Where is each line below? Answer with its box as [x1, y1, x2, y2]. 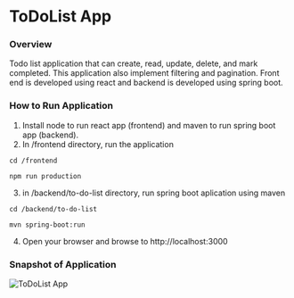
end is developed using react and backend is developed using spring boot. [9, 78, 283, 88]
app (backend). [21, 129, 78, 140]
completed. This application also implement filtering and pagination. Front [9, 68, 280, 79]
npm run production [9, 171, 82, 180]
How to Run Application [9, 100, 114, 112]
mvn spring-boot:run [9, 220, 86, 229]
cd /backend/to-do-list [9, 204, 98, 213]
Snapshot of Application [9, 258, 117, 270]
